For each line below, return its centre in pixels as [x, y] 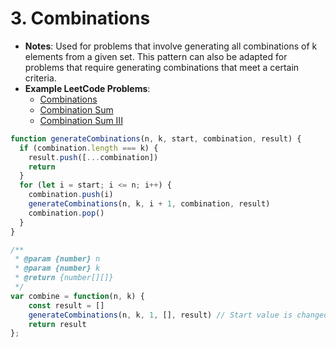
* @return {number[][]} [64, 278]
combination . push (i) [71, 195]
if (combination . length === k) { [89, 148]
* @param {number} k [57, 268]
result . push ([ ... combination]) [93, 157]
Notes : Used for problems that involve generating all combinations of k [171, 46]
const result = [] [66, 305]
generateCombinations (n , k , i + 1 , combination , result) [149, 204]
